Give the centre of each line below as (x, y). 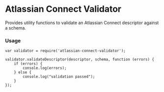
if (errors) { (28, 64)
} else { (23, 72)
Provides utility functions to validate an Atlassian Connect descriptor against (82, 23)
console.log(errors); (45, 68)
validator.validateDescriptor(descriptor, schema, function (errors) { (80, 60)
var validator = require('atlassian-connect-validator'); (65, 51)
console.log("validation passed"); (59, 77)
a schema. (15, 28)
